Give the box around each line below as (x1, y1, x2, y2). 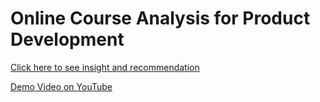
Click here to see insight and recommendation (10, 61, 200, 73)
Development (10, 28, 125, 51)
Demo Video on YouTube (10, 80, 113, 92)
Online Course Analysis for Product (10, 7, 311, 30)
